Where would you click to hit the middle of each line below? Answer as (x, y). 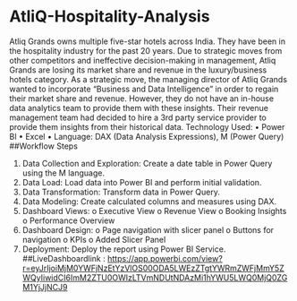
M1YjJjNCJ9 (45, 287)
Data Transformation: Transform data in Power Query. (121, 192)
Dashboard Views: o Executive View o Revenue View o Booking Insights (154, 211)
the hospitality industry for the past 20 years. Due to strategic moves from (146, 50)
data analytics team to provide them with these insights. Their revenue (139, 107)
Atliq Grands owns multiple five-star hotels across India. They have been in (148, 41)
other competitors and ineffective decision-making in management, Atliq (143, 60)
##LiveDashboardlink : (64, 258)
